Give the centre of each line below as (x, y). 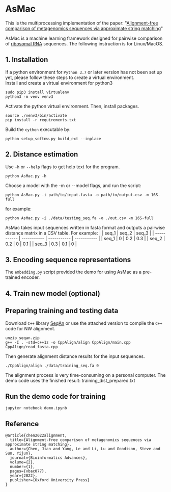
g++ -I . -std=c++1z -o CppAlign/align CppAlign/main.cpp (68, 342)
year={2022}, (24, 476)
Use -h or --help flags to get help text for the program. (63, 167)
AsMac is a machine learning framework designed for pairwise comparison (84, 38)
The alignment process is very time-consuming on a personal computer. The (86, 375)
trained (13, 277)
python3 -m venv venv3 (29, 97)
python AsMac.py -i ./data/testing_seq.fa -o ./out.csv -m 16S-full (79, 218)
